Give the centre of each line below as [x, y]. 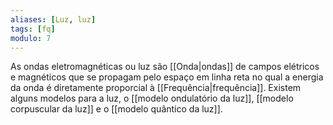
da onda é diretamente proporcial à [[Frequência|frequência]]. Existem [156, 88]
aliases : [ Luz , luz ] [53, 19]
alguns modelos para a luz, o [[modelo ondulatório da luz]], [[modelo [152, 98]
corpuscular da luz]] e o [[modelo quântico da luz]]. [116, 109]
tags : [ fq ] [33, 29]
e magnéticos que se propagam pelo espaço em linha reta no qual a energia [167, 77]
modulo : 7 [31, 38]
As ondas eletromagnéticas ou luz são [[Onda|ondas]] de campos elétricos [165, 67]
